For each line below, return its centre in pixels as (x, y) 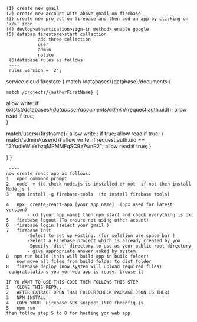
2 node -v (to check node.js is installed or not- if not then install (99, 184)
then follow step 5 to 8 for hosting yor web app (68, 313)
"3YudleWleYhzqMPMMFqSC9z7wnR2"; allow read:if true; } (79, 146)
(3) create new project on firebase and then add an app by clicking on (97, 19)
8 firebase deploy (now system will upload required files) (84, 266)
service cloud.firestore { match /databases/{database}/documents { (88, 82)
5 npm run (21, 308)
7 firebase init (29, 230)
